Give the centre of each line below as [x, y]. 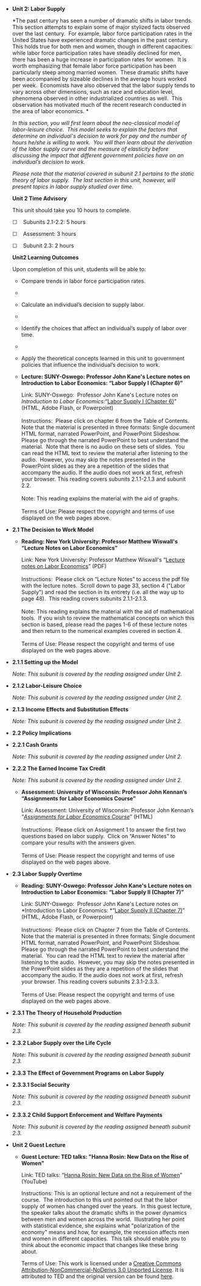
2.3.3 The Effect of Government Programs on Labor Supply [88, 1073]
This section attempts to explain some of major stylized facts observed [101, 27]
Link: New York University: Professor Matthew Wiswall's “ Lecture [103, 560]
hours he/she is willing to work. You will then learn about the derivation [102, 142]
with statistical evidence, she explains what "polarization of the [100, 1226]
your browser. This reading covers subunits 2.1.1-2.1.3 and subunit [103, 479]
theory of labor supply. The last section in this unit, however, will [93, 180]
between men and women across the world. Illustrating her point [103, 1219]
